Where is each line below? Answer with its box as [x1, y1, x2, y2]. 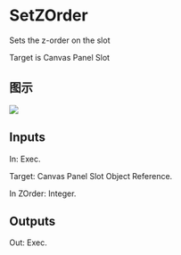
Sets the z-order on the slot [9, 35, 111, 45]
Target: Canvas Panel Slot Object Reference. [9, 170, 173, 181]
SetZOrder [9, 5, 88, 26]
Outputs [9, 213, 56, 228]
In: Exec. [9, 153, 41, 164]
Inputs [9, 130, 46, 145]
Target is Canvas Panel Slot [9, 52, 110, 62]
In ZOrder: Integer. [9, 188, 77, 199]
